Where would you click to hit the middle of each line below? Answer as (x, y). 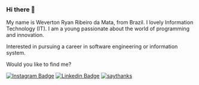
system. (16, 53)
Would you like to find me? (39, 64)
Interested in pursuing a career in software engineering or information (92, 46)
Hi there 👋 (21, 10)
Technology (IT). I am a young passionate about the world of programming (98, 29)
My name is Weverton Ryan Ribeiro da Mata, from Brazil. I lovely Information (100, 23)
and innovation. (25, 35)
